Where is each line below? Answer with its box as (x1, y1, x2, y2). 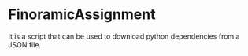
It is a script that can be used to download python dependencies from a (8, 32, 240, 41)
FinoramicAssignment (8, 6, 156, 24)
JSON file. (8, 39, 42, 49)
